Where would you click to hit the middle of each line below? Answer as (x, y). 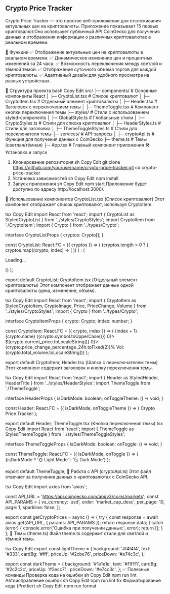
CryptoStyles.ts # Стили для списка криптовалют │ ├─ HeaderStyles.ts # (83, 123)
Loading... (16, 260)
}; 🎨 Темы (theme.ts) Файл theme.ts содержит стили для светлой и (77, 533)
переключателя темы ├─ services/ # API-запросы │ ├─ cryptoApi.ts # (80, 134)
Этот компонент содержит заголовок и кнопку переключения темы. (79, 368)
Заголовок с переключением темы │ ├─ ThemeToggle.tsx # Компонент (82, 107)
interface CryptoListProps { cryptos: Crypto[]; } (54, 235)
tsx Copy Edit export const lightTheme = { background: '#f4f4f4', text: (78, 548)
